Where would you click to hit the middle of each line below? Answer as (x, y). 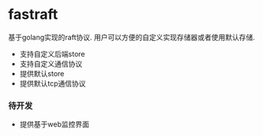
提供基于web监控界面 (54, 124)
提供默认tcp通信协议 (53, 83)
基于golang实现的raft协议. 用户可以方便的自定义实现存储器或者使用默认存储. (131, 37)
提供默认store (42, 73)
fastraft (33, 15)
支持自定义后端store (52, 53)
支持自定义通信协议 (51, 64)
